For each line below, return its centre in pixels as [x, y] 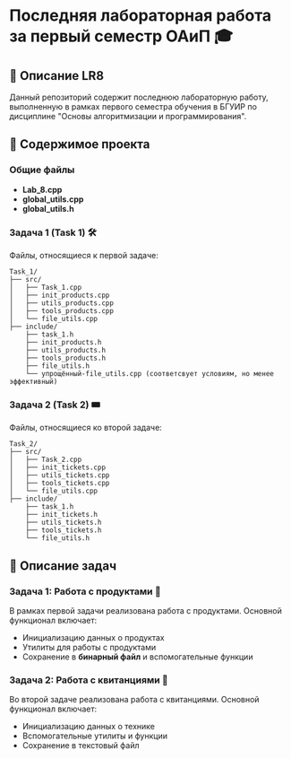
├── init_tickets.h [62, 515]
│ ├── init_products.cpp [60, 295]
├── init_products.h [64, 342]
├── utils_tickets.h [64, 523]
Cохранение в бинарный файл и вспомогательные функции [137, 657]
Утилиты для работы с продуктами [89, 647]
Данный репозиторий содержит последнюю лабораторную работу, [139, 97]
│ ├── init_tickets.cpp [57, 467]
